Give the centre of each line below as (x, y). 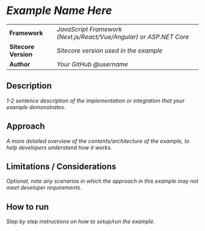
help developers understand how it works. (59, 147)
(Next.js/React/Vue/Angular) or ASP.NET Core (123, 37)
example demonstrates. (36, 107)
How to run (28, 207)
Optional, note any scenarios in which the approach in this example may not (103, 181)
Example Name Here (59, 11)
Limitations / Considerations (61, 166)
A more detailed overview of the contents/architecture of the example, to (98, 141)
